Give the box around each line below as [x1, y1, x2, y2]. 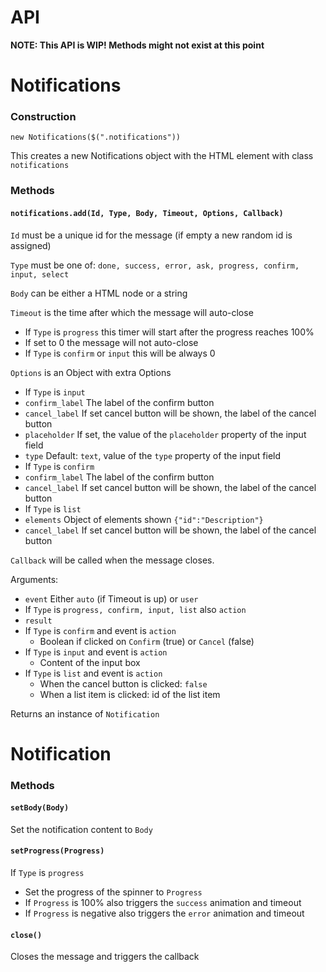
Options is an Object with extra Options [10, 366, 172, 378]
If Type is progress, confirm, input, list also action [24, 603, 247, 615]
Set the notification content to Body [10, 823, 153, 835]
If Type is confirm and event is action [24, 624, 177, 636]
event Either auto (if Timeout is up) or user [24, 592, 199, 605]
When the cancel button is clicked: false [39, 677, 208, 690]
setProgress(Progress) [10, 846, 105, 856]
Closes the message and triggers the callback [10, 951, 200, 963]
